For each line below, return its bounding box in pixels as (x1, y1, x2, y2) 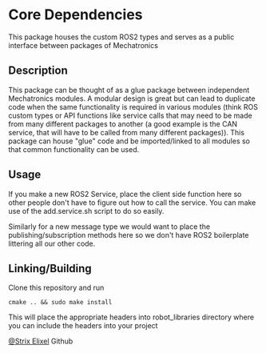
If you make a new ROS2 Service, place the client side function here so (8, 189, 242, 199)
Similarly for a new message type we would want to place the (8, 222, 210, 231)
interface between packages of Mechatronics (8, 40, 158, 50)
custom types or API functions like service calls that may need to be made (8, 110, 253, 120)
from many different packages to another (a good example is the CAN (8, 118, 238, 129)
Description (8, 64, 68, 78)
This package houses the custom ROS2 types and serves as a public (8, 32, 235, 42)
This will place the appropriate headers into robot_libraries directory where (8, 312, 254, 322)
